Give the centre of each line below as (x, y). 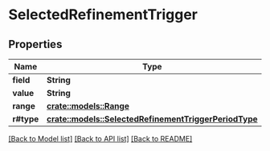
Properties (35, 44)
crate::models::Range (88, 106)
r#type (26, 119)
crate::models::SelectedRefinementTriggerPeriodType (153, 119)
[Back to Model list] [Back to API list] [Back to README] (100, 139)
